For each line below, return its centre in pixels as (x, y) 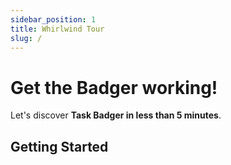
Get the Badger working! (114, 87)
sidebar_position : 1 (53, 19)
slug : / (26, 38)
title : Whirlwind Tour (57, 29)
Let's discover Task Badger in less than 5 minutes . (116, 115)
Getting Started (59, 146)
